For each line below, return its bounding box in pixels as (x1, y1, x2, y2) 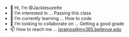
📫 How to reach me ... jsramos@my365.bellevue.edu (10, 26, 121, 32)
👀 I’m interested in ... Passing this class (10, 10, 92, 16)
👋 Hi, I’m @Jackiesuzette (10, 5, 62, 10)
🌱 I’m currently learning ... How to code (10, 15, 92, 21)
